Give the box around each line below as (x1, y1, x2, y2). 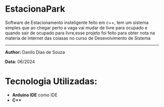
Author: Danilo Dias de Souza (5, 49, 65, 55)
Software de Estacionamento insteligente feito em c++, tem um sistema (5, 20, 149, 25)
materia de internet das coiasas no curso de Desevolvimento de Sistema (5, 35, 151, 41)
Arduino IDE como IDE (12, 92, 58, 98)
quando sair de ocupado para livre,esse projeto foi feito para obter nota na (5, 30, 155, 36)
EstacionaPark (5, 3, 65, 15)
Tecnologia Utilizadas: (5, 76, 98, 87)
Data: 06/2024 (5, 59, 35, 64)
